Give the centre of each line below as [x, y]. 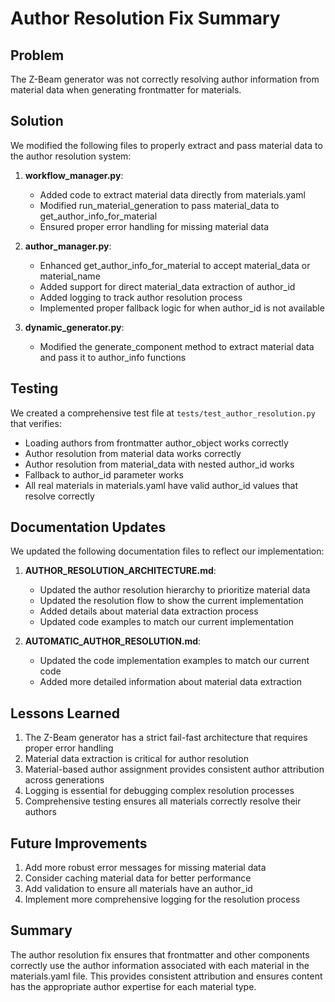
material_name [70, 276]
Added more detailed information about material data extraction [170, 682]
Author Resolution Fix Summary [145, 18]
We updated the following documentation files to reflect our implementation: [167, 551]
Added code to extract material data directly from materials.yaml [172, 194]
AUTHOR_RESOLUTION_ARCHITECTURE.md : [120, 571]
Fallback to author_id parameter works [104, 474]
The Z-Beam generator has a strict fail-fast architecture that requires [166, 738]
